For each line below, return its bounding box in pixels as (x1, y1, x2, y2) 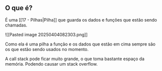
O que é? (5, 4, 33, 12)
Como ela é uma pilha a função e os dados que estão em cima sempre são (5, 41, 156, 47)
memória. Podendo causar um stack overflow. (5, 61, 98, 67)
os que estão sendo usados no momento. (5, 46, 89, 52)
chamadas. (5, 22, 28, 28)
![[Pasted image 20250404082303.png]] (5, 31, 88, 37)
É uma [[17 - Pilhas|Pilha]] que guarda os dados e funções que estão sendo (5, 17, 158, 23)
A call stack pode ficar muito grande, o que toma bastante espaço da (5, 56, 144, 62)
